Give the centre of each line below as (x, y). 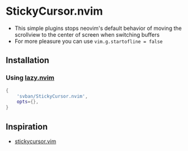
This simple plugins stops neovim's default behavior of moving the (98, 28)
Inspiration (27, 127)
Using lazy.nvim (30, 78)
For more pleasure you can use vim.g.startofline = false (89, 41)
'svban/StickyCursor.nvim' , (52, 96)
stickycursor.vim (35, 141)
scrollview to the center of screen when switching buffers (87, 34)
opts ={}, (28, 102)
